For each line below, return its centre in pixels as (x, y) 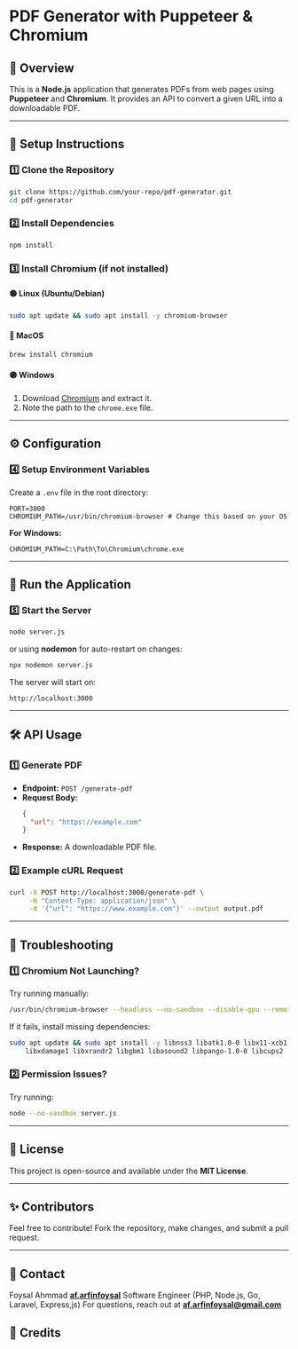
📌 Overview (42, 68)
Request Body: (50, 797)
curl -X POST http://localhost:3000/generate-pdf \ (106, 892)
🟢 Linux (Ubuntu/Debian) (57, 294)
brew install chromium (51, 354)
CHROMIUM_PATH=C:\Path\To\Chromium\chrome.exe (97, 549)
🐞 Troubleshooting (61, 945)
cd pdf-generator (41, 200)
